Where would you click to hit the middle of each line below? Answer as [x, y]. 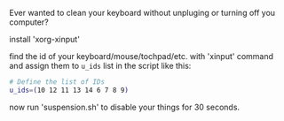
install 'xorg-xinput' [44, 39]
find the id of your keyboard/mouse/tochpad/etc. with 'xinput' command [141, 56]
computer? [29, 22]
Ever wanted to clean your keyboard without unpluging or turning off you [142, 13]
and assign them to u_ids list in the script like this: [100, 66]
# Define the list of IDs [57, 82]
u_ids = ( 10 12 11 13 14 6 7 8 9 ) [69, 90]
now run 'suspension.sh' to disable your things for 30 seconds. [125, 107]
